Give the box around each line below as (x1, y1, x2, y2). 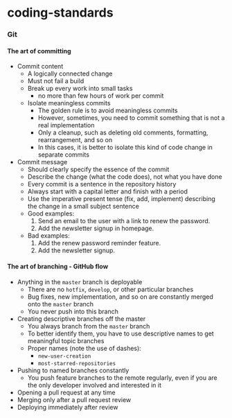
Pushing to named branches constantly (17, 366, 130, 374)
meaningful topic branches (27, 336, 105, 345)
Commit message (17, 158, 68, 166)
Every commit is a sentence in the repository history (27, 180, 177, 189)
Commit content (17, 62, 64, 71)
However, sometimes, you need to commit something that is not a (37, 114, 225, 122)
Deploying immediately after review (17, 403, 118, 411)
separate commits (37, 150, 90, 159)
